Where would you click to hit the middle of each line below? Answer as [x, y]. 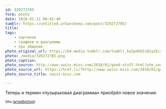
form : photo [17, 14]
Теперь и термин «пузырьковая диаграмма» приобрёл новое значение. [81, 93]
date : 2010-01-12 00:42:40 [33, 19]
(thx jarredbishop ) [20, 102]
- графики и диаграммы [37, 42]
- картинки [25, 38]
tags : [11, 33]
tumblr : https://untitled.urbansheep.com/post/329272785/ [66, 24]
